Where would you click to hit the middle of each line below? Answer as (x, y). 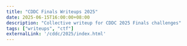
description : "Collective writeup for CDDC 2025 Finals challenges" (94, 23)
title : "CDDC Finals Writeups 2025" (52, 12)
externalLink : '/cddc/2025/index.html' (56, 34)
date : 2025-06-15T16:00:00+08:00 (48, 17)
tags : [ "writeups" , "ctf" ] (40, 28)
